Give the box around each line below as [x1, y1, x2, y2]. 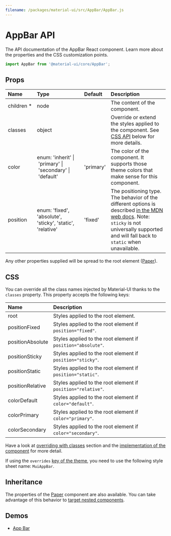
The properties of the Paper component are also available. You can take [5, 491, 156, 497]
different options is [110, 201, 156, 208]
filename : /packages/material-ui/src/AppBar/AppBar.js [5, 7, 124, 13]
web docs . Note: [110, 213, 150, 220]
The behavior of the [110, 194, 158, 201]
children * [8, 102, 32, 109]
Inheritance [5, 478, 43, 487]
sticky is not [110, 219, 141, 227]
